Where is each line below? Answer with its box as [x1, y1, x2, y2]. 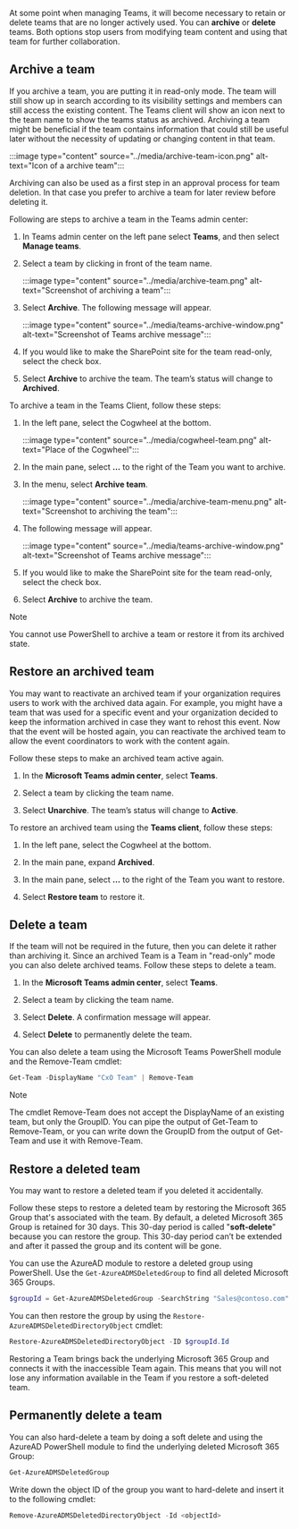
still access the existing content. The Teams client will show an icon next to [9, 105, 286, 115]
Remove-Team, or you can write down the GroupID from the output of [9, 1126, 265, 1137]
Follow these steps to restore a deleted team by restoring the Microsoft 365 [9, 1202, 287, 1213]
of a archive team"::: [49, 160, 125, 171]
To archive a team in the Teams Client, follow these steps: [9, 400, 221, 411]
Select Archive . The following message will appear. [21, 302, 212, 312]
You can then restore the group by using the [9, 1311, 171, 1321]
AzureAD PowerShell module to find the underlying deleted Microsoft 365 [9, 1440, 279, 1452]
